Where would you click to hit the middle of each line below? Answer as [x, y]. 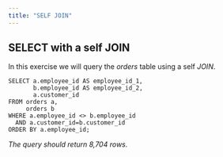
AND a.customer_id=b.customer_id [70, 123]
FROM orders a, [33, 102]
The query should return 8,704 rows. [68, 144]
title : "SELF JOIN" [40, 15]
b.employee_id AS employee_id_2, [88, 88]
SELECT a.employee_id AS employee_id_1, [76, 81]
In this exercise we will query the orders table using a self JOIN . [112, 67]
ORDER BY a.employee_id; [49, 130]
